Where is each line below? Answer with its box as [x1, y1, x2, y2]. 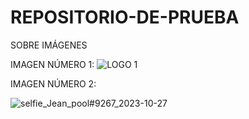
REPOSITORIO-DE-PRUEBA [10, 6, 240, 29]
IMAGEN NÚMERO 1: [10, 58, 95, 70]
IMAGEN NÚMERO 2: [10, 77, 97, 90]
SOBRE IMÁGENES [10, 39, 88, 51]
